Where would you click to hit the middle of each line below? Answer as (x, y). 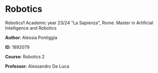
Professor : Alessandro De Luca (37, 66)
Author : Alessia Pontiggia (31, 37)
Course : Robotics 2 (25, 56)
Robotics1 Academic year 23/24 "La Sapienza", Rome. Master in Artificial (79, 23)
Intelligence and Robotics (31, 28)
